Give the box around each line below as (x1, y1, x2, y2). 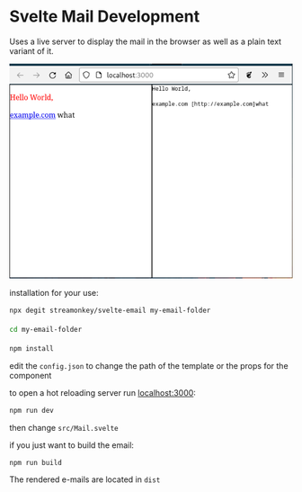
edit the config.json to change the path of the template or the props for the (9, 360, 289, 371)
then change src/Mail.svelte (9, 422, 119, 433)
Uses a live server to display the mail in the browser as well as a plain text (9, 36, 281, 47)
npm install (9, 344, 54, 353)
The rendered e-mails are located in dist (9, 474, 161, 485)
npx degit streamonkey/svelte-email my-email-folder (9, 306, 211, 316)
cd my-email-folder (9, 326, 83, 335)
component (9, 370, 52, 380)
